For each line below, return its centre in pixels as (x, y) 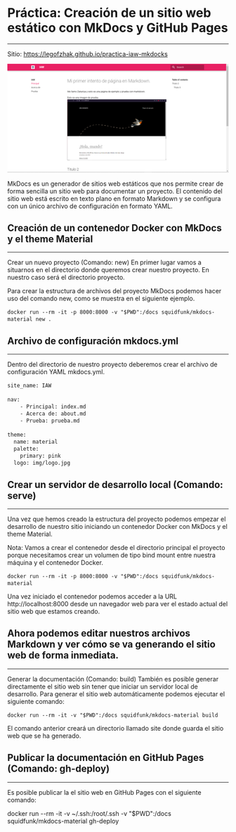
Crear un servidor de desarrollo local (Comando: (115, 484)
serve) (22, 495)
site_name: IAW (29, 386)
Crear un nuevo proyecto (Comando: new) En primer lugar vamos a (104, 262)
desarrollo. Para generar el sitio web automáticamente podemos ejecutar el (116, 693)
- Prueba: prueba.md (50, 421)
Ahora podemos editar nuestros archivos (99, 633)
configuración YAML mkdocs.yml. (56, 372)
